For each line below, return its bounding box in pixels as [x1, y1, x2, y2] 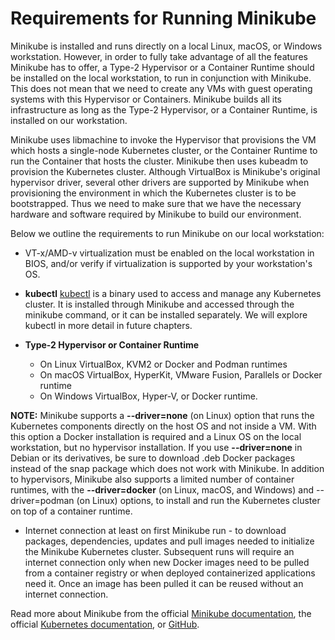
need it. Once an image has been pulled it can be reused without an [24, 577, 304, 589]
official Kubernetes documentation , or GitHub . [10, 618, 200, 630]
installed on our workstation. [10, 114, 128, 126]
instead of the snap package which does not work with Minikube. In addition [10, 462, 325, 474]
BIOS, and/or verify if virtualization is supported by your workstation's [24, 257, 313, 269]
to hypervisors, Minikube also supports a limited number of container [10, 473, 295, 485]
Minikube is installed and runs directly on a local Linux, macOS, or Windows [10, 40, 323, 52]
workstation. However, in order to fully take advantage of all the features [10, 50, 308, 62]
